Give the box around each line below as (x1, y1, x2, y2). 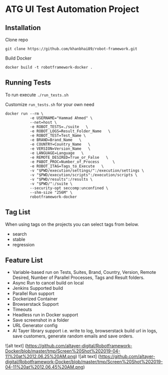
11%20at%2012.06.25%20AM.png (5, 353, 76, 359)
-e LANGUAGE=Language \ (29, 150, 84, 156)
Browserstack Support (12, 301, 59, 307)
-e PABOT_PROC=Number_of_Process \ (29, 159, 115, 164)
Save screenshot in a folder (12, 317, 69, 323)
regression (12, 241, 35, 247)
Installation (5, 24, 41, 32)
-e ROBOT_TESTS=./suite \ (29, 124, 88, 129)
